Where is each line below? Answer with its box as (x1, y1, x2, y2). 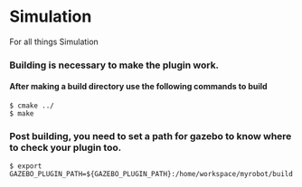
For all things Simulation (9, 36, 99, 47)
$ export (9, 162, 42, 171)
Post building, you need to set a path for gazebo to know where (9, 129, 292, 142)
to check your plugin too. (9, 141, 122, 154)
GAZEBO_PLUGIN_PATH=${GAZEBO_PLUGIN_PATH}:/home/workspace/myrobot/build (9, 170, 294, 179)
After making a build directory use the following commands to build (9, 81, 269, 92)
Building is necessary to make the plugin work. (9, 59, 220, 71)
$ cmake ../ (9, 101, 54, 110)
